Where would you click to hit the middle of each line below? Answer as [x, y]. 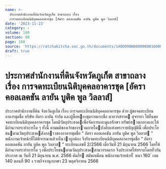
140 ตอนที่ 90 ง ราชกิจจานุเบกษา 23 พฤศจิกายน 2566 [52, 161]
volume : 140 [17, 33]
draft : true [17, 51]
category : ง [17, 28]
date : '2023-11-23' [25, 23]
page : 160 [15, 42]
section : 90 [17, 38]
